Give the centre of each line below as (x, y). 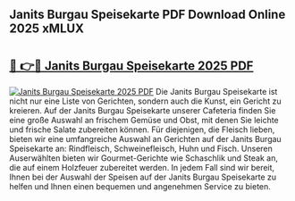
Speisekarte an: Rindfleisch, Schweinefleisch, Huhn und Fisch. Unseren (141, 148)
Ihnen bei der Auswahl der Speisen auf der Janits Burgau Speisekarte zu (143, 177)
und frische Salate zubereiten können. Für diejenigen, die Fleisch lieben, (142, 130)
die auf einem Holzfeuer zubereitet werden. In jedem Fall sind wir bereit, (142, 167)
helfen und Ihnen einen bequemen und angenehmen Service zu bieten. (140, 186)
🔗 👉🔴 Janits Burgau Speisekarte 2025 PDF (131, 66)
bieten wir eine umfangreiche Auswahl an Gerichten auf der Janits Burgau (145, 139)
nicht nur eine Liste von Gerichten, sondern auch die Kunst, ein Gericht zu (145, 101)
